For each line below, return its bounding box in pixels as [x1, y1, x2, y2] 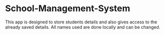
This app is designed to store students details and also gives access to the [5, 19, 158, 25]
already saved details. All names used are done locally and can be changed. [5, 24, 161, 30]
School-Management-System [5, 3, 130, 14]
